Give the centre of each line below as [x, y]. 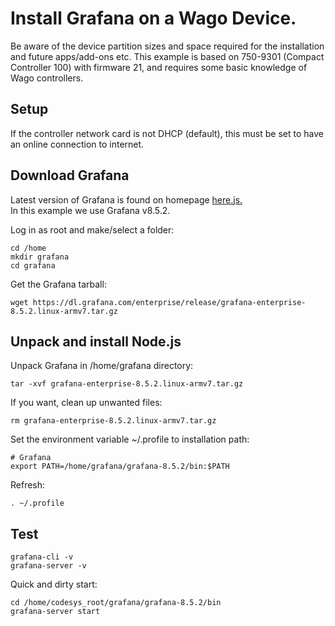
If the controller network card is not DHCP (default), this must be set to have [167, 133]
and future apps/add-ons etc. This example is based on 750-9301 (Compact [167, 56]
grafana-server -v [48, 566]
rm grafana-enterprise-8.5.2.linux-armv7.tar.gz [113, 421]
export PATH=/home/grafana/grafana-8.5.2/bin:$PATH [120, 467]
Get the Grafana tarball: [58, 284]
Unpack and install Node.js [96, 341]
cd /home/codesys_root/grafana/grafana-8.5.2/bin [116, 603]
